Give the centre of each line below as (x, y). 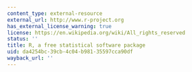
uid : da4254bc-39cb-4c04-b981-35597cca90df (70, 52)
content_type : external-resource (55, 13)
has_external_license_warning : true (59, 26)
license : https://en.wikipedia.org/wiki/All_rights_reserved (96, 33)
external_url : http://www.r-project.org (66, 20)
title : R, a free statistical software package (76, 45)
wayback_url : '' (30, 58)
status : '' (23, 39)
